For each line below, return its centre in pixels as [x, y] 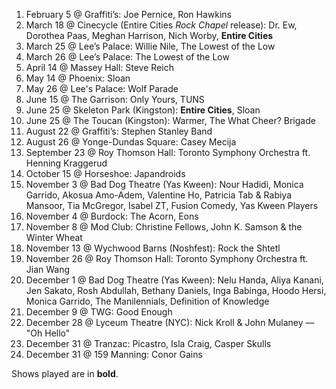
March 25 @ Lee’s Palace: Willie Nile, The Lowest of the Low [150, 46]
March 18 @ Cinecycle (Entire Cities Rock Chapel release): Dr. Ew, [161, 25]
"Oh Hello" [48, 333]
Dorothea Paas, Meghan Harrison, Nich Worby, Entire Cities [149, 35]
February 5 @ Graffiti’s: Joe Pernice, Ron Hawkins [129, 14]
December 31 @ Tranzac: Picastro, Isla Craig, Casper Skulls [148, 343]
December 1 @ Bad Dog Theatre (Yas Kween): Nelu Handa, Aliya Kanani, [174, 280]
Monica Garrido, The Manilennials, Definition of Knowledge [147, 301]
